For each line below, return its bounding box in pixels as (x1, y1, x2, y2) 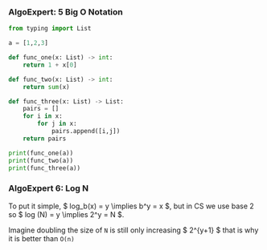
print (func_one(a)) (8, 149, 74, 157)
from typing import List (8, 25, 92, 33)
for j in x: (37, 119, 78, 128)
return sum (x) (23, 83, 70, 91)
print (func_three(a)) (8, 163, 81, 172)
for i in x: (23, 112, 63, 120)
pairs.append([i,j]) (51, 127, 121, 135)
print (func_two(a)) (8, 156, 74, 164)
